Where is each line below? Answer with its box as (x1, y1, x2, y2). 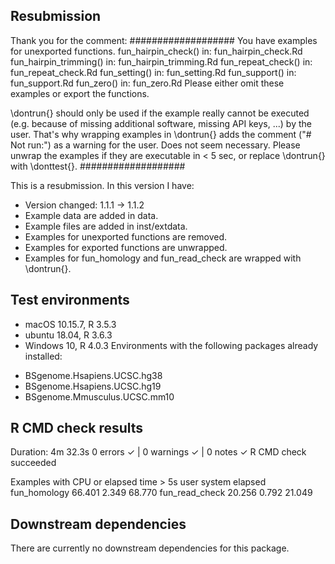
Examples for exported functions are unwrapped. (24, 241, 228, 253)
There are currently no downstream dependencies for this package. (10, 542, 290, 554)
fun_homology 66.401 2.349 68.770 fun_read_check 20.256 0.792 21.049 (10, 487, 313, 499)
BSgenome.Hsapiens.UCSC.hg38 (24, 369, 163, 381)
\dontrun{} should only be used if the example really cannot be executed (10, 107, 310, 119)
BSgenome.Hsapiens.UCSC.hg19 (24, 380, 162, 392)
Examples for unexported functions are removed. (24, 230, 228, 243)
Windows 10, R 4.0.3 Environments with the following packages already (24, 339, 319, 351)
